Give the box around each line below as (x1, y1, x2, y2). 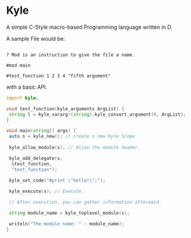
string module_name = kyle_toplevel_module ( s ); (8, 210, 130, 216)
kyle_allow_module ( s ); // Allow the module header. (8, 144, 141, 150)
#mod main (6, 62, 31, 68)
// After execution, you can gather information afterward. (8, 199, 162, 206)
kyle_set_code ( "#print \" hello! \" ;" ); (8, 177, 106, 183)
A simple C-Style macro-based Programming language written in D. (6, 23, 172, 31)
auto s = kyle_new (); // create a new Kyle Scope (8, 133, 135, 140)
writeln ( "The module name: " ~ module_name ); (8, 221, 125, 227)
